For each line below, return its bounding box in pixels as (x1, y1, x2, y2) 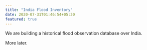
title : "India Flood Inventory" (5, 7, 73, 12)
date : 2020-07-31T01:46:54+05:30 (5, 12, 75, 17)
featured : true (5, 16, 37, 21)
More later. (5, 40, 28, 46)
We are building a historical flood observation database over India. (5, 30, 142, 36)
